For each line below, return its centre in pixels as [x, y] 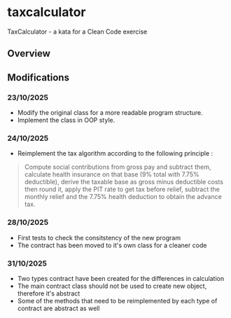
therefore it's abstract [49, 293]
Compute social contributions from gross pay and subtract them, [118, 167]
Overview [29, 54]
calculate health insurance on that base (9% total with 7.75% [112, 174]
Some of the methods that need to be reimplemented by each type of [117, 300]
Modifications [38, 77]
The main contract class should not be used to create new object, [112, 286]
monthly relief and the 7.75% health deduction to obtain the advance [123, 197]
